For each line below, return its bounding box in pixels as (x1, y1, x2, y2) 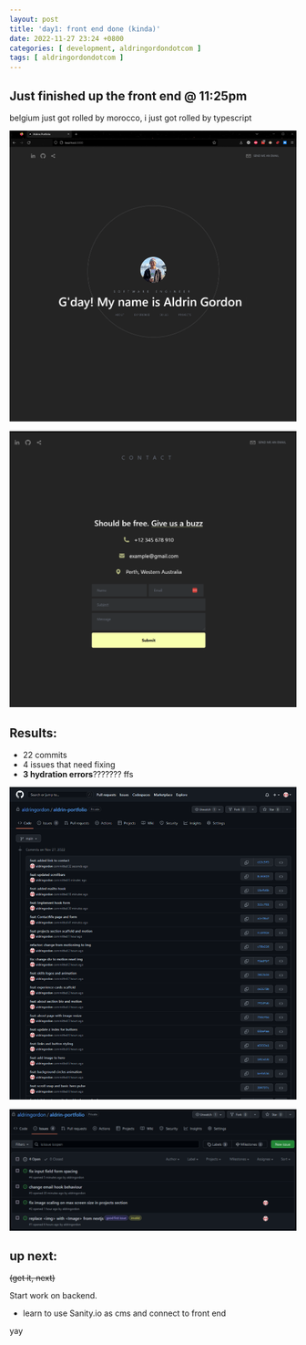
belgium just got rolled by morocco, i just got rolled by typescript (9, 112, 252, 123)
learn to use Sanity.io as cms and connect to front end (22, 1308, 227, 1319)
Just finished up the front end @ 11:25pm (9, 88, 248, 104)
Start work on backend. (9, 1290, 97, 1301)
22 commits (22, 749, 67, 761)
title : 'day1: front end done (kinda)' (9, 24, 161, 34)
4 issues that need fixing (22, 759, 116, 770)
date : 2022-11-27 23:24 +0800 (9, 34, 125, 43)
